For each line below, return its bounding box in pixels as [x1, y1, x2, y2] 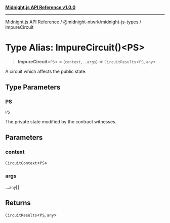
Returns [5, 199, 31, 207]
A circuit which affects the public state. [5, 68, 87, 74]
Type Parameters [5, 83, 61, 92]
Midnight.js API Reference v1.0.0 [5, 5, 76, 10]
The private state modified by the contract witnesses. [5, 118, 117, 124]
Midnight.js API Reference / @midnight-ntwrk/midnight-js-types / [5, 19, 142, 25]
